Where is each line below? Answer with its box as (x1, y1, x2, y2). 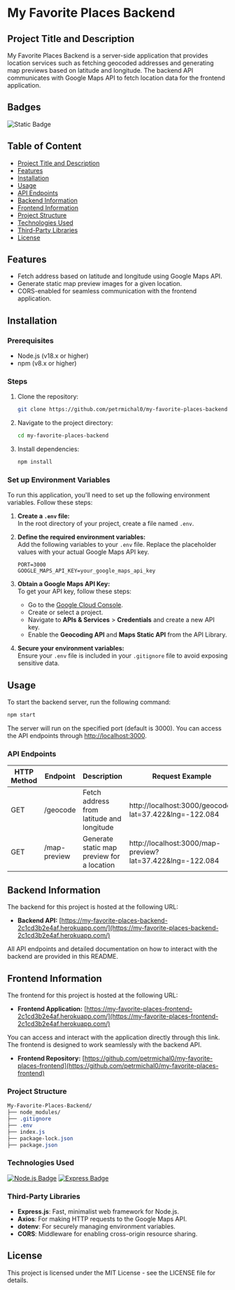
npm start (7, 712, 36, 719)
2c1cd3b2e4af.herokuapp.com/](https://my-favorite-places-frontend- (17, 1012, 219, 1020)
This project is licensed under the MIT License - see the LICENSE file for (7, 1268, 215, 1277)
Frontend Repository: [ (17, 1054, 85, 1062)
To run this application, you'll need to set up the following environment (7, 491, 211, 499)
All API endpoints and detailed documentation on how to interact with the (7, 945, 218, 953)
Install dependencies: (17, 445, 80, 453)
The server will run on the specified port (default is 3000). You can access (7, 724, 222, 733)
